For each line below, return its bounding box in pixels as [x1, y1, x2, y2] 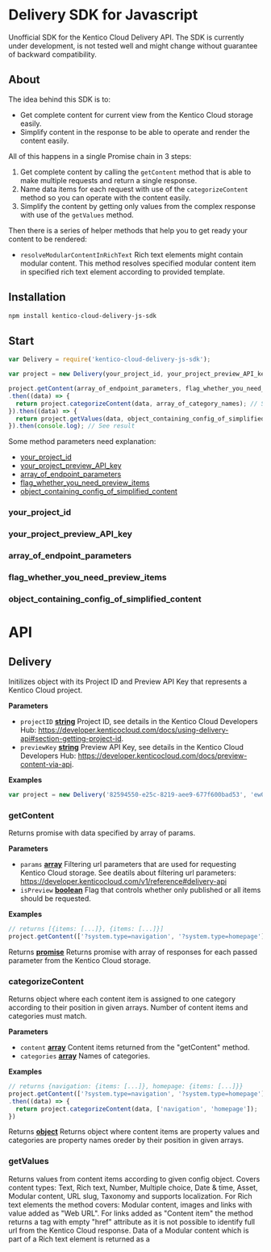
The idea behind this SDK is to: [8, 94, 111, 104]
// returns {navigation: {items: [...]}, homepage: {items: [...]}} [8, 1082, 244, 1091]
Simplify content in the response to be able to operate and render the [19, 127, 250, 136]
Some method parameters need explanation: [8, 437, 156, 446]
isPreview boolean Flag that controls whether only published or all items [19, 886, 261, 895]
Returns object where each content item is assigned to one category [8, 994, 236, 1004]
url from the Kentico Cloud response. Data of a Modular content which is [8, 1225, 249, 1235]
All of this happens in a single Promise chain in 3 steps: [8, 151, 192, 161]
